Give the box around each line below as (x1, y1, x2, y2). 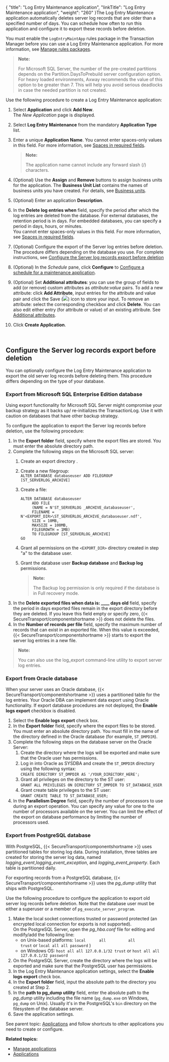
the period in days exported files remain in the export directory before (13, 605, 157, 611)
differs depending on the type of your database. (6, 378, 105, 384)
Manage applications (13, 1045, 57, 1051)
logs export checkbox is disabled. (6, 708, 77, 714)
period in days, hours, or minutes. (13, 223, 83, 229)
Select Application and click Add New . (13, 107, 94, 112)
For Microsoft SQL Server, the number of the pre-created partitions (18, 66, 157, 72)
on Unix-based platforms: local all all (20, 937, 135, 943)
